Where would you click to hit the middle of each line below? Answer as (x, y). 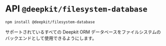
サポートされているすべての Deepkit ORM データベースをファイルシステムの (83, 32)
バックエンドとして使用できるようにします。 (51, 38)
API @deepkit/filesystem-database (76, 9)
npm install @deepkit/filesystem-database (50, 22)
